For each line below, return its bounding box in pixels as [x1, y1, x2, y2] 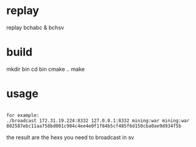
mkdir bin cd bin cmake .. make [6, 65, 85, 73]
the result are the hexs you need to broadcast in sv [6, 134, 134, 141]
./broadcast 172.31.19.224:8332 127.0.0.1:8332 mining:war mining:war [6, 117, 190, 124]
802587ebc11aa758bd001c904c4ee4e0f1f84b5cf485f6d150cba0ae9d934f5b [6, 123, 182, 129]
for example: [6, 112, 40, 118]
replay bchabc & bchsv [6, 24, 64, 31]
